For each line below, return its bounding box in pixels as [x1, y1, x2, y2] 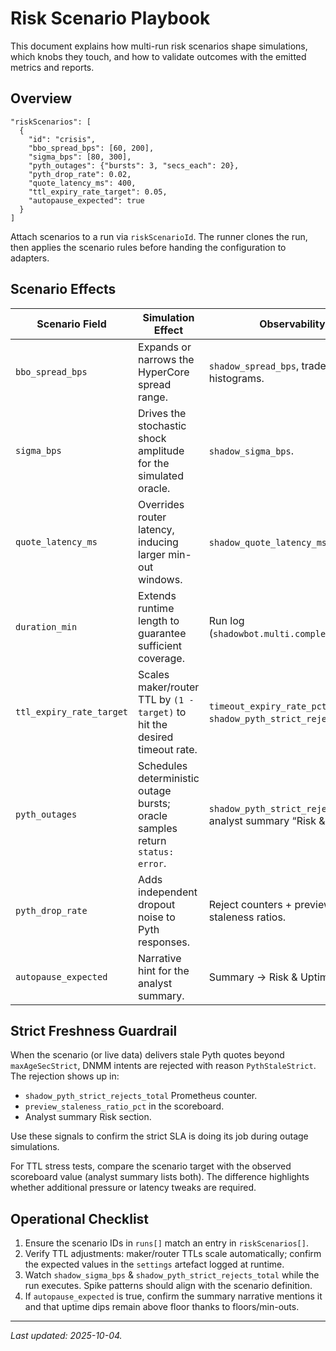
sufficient [138, 638, 183, 652]
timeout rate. [138, 742, 198, 756]
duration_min [15, 621, 78, 632]
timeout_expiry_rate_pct [208, 700, 328, 712]
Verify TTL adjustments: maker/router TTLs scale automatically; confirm [24, 1248, 322, 1260]
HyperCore [138, 365, 190, 379]
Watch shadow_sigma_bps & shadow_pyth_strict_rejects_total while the [24, 1269, 320, 1281]
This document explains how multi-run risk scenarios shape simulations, [10, 40, 308, 52]
